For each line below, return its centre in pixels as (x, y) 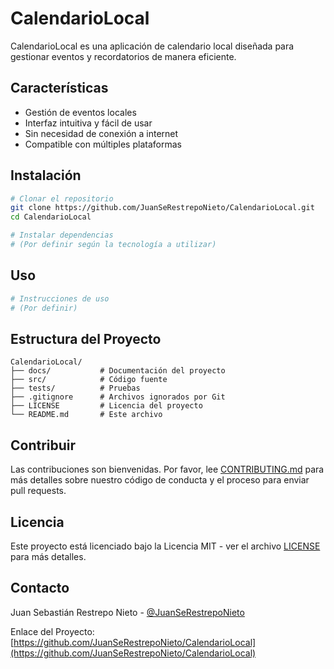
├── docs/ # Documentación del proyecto (118, 371)
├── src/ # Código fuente (89, 380)
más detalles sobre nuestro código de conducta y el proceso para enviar (160, 480)
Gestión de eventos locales (80, 112)
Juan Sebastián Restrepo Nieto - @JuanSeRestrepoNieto (127, 612)
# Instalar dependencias (62, 235)
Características (59, 88)
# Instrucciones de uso (60, 298)
